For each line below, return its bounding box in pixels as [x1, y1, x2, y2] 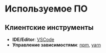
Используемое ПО [5, 3, 88, 15]
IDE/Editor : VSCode [12, 36, 55, 42]
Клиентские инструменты [5, 23, 94, 32]
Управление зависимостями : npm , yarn [12, 42, 101, 48]
